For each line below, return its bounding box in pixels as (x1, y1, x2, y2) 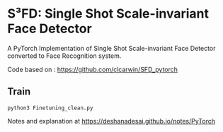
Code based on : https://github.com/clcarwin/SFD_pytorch (7, 65, 178, 73)
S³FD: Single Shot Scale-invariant (7, 6, 210, 22)
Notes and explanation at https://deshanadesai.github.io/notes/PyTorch (7, 116, 216, 125)
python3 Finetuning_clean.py (7, 104, 93, 112)
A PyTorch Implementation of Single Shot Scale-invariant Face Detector (7, 44, 216, 52)
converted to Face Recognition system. (7, 52, 122, 60)
